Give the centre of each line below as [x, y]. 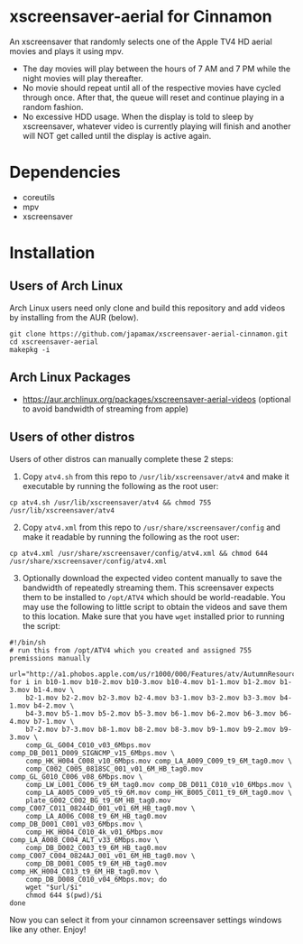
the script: [41, 625]
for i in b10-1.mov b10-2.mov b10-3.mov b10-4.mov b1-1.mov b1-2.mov [143, 682]
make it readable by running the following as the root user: [131, 537]
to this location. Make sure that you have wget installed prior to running [154, 616]
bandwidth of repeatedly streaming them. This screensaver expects [148, 588]
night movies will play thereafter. [83, 78]
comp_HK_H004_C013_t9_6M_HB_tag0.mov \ [84, 871]
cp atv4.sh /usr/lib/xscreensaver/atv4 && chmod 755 [110, 503]
